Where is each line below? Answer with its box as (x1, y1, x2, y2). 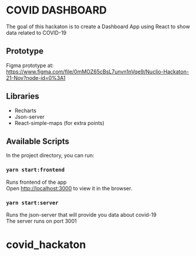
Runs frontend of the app (6, 178, 67, 186)
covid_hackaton (6, 238, 86, 251)
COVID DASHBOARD (6, 4, 107, 17)
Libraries (6, 92, 39, 102)
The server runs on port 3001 (6, 217, 77, 224)
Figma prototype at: (6, 62, 54, 69)
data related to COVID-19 (6, 29, 67, 36)
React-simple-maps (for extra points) (14, 119, 104, 126)
